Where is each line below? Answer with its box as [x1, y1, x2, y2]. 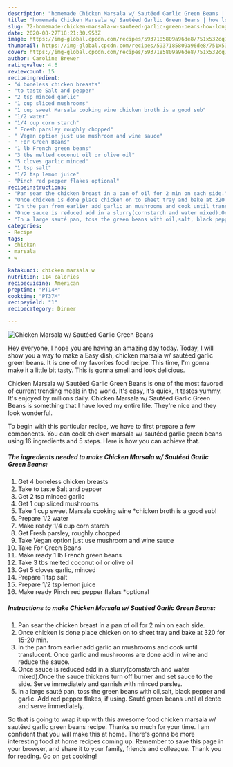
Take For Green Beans [17, 544, 82, 552]
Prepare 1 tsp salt [17, 573, 68, 581]
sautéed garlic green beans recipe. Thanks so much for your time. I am [8, 722, 210, 730]
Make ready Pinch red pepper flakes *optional [17, 587, 149, 595]
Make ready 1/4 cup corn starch [17, 521, 109, 530]
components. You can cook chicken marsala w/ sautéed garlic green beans [8, 429, 223, 438]
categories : [8, 222, 42, 229]
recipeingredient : [8, 74, 61, 82]
